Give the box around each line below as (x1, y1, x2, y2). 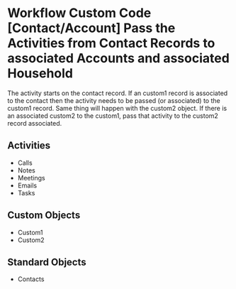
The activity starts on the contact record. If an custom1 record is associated (7, 89, 228, 97)
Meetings (17, 173, 45, 182)
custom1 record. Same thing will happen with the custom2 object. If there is (7, 104, 227, 112)
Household (7, 65, 73, 82)
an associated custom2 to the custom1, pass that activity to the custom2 (7, 111, 218, 120)
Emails (17, 181, 38, 190)
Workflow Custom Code (7, 5, 152, 21)
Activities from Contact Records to (7, 36, 215, 51)
